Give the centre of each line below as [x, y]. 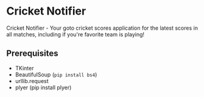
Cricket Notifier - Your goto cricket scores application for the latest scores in [102, 28]
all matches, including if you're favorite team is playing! [76, 34]
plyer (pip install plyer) [43, 87]
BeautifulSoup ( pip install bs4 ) [56, 75]
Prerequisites [32, 54]
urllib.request [32, 81]
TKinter [24, 68]
